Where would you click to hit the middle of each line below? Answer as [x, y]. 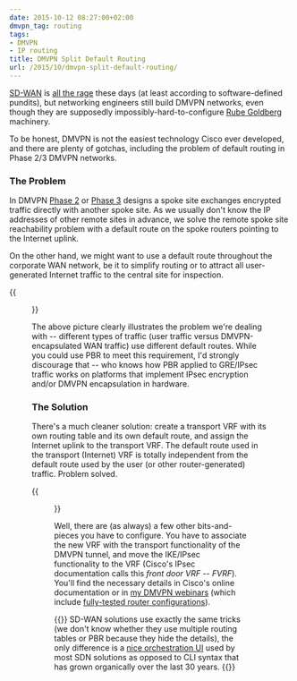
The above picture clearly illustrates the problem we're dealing [147, 327]
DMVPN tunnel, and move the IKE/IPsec [127, 555]
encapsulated [57, 346]
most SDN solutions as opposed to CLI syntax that [147, 658]
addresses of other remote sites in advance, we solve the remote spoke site [149, 219]
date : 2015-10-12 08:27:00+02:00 [72, 17]
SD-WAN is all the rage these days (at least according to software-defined [146, 93]
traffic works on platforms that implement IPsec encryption [140, 375]
